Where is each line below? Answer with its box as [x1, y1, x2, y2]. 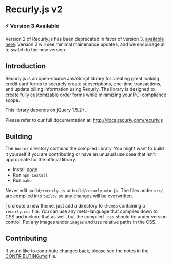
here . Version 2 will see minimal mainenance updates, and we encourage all [5, 41, 166, 47]
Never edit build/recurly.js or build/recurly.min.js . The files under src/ [5, 187, 163, 194]
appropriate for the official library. [5, 157, 77, 163]
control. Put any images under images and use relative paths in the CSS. [5, 219, 157, 225]
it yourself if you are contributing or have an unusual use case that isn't [5, 151, 156, 157]
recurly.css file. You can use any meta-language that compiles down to [5, 208, 158, 214]
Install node [12, 166, 37, 173]
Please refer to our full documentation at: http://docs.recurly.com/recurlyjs [5, 117, 163, 123]
